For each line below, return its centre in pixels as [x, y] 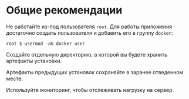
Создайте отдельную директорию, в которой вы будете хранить [87, 54]
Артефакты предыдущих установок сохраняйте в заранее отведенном [95, 72]
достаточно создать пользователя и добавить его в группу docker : [90, 32]
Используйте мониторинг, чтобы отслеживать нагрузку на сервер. [90, 90]
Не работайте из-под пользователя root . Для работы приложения [89, 27]
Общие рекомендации [64, 10]
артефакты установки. [34, 61]
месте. [15, 78]
